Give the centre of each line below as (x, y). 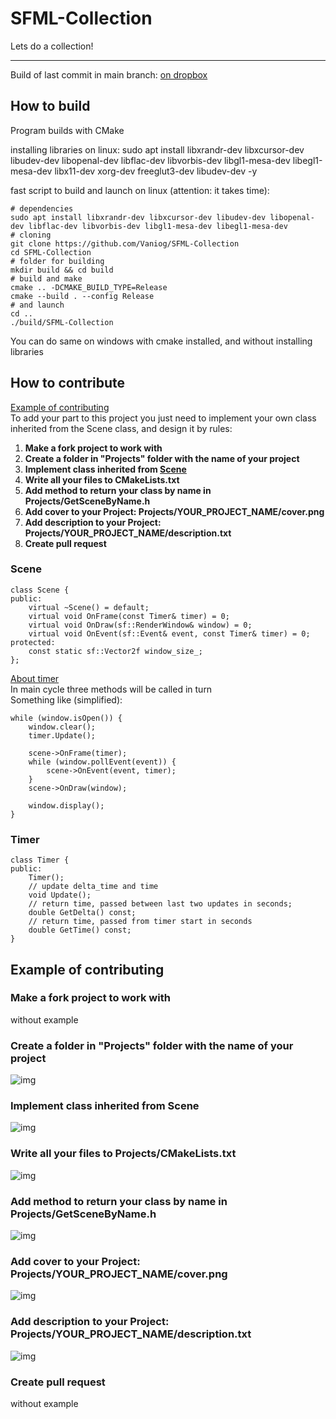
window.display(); (66, 805)
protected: (33, 642)
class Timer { (40, 860)
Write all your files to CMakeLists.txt (102, 479)
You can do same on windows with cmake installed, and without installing (161, 341)
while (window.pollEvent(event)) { (102, 762)
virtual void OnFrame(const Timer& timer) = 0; (129, 616)
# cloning (31, 235)
